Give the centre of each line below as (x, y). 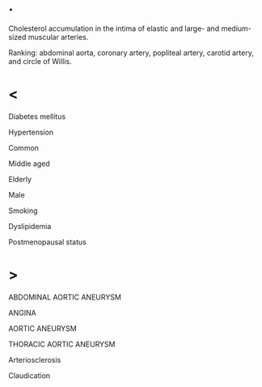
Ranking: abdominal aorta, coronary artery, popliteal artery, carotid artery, (131, 53)
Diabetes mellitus (37, 116)
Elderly (20, 179)
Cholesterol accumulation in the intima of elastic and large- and (114, 28)
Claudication (30, 375)
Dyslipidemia (30, 226)
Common (23, 147)
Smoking (23, 211)
